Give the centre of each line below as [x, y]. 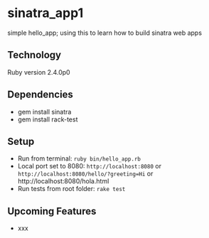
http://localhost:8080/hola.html [63, 181]
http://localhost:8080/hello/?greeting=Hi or [85, 174]
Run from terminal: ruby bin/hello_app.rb [79, 158]
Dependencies [40, 95]
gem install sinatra [44, 112]
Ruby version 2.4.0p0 [39, 72]
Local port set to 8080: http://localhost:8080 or [90, 166]
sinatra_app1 [45, 13]
